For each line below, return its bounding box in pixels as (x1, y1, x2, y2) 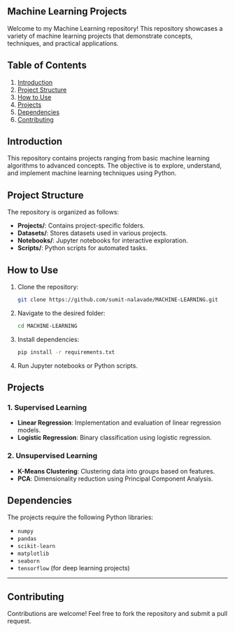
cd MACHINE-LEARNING (17, 322, 78, 329)
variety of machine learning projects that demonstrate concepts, (7, 32, 193, 40)
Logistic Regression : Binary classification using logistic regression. (17, 434, 212, 442)
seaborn (17, 558, 40, 565)
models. (17, 426, 41, 434)
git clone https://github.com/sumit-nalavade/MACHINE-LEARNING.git (17, 296, 218, 303)
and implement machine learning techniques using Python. (7, 169, 177, 177)
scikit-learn (17, 543, 56, 550)
